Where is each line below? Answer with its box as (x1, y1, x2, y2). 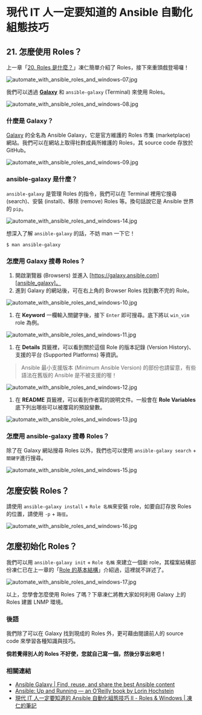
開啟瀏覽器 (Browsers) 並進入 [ (15, 272, 92, 279)
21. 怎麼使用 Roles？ (6, 47, 82, 57)
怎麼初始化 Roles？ (6, 541, 77, 552)
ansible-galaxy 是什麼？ (6, 175, 77, 183)
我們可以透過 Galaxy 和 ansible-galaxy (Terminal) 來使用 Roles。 (6, 88, 169, 96)
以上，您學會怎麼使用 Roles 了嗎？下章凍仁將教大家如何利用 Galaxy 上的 (6, 590, 186, 598)
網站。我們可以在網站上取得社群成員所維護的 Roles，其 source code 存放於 (6, 139, 194, 146)
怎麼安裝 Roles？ (6, 485, 70, 496)
